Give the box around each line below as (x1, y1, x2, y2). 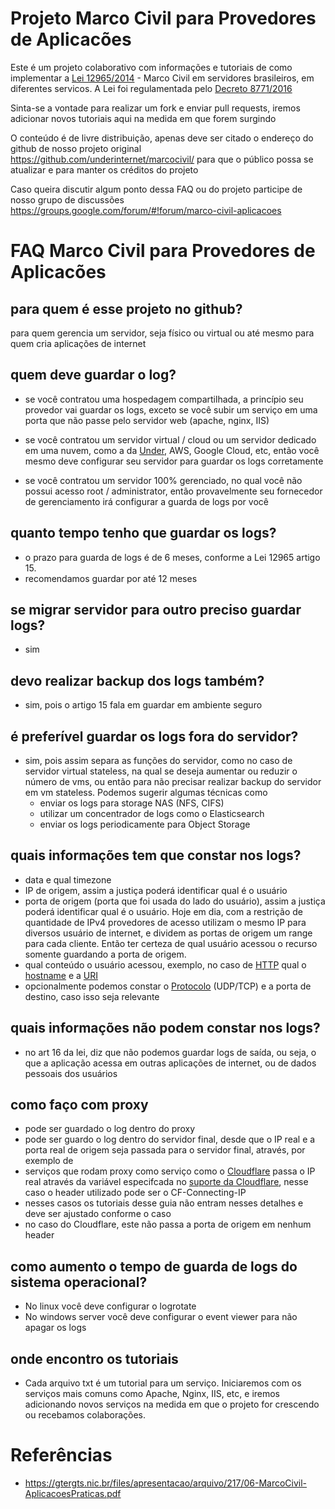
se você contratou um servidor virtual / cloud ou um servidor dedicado (24, 433, 317, 446)
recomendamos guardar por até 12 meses (24, 572, 198, 584)
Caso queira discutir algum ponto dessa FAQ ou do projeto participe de (10, 183, 303, 195)
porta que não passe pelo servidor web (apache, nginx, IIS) (24, 414, 270, 426)
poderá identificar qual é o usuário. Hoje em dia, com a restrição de (24, 905, 304, 917)
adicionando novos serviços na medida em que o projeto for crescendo (24, 1398, 320, 1411)
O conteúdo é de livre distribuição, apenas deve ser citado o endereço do (10, 132, 314, 144)
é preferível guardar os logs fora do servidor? (10, 728, 299, 745)
